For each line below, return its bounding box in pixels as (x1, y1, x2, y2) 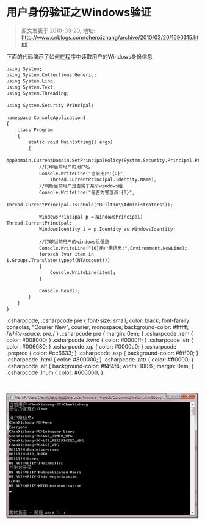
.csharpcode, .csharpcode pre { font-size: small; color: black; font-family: (6, 317, 191, 324)
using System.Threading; (6, 90, 70, 96)
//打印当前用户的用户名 (38, 164, 90, 170)
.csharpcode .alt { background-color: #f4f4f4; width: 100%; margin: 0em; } (6, 362, 194, 369)
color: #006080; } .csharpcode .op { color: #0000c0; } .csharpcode (6, 342, 177, 350)
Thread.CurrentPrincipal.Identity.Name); (49, 176, 157, 183)
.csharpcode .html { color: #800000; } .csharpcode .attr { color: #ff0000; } (6, 355, 194, 363)
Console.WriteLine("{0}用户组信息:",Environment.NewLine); (38, 245, 188, 251)
